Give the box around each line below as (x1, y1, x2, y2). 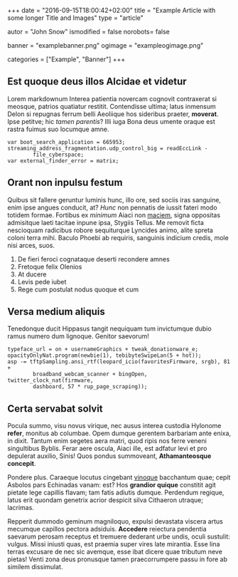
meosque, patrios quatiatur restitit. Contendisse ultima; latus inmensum (7, 102, 217, 110)
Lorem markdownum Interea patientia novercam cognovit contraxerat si (7, 94, 217, 103)
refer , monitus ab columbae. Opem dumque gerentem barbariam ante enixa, (7, 429, 232, 437)
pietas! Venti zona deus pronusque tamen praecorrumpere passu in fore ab (7, 555, 227, 563)
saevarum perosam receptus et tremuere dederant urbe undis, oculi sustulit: (7, 532, 230, 541)
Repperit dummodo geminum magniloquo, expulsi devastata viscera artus (7, 517, 224, 526)
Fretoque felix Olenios (17, 262, 82, 271)
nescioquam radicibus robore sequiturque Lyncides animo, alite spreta (7, 226, 213, 234)
